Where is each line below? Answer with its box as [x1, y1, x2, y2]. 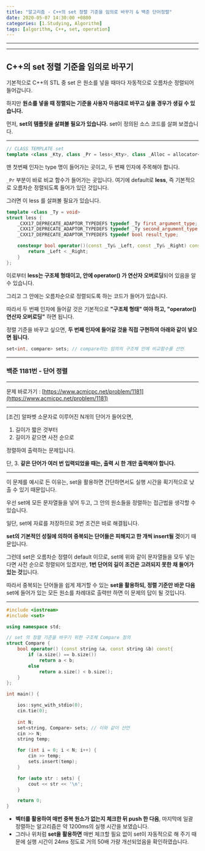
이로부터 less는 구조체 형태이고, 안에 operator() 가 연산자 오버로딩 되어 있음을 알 [6, 271, 196, 279]
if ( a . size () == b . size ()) [28, 652, 97, 658]
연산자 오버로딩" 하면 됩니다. [6, 313, 74, 320]
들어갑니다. [6, 87, 33, 94]
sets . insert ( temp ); [28, 759, 78, 765]
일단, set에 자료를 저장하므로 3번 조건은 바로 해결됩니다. [6, 519, 139, 527]
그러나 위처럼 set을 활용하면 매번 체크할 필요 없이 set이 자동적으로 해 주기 [15, 830, 190, 838]
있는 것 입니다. [6, 568, 39, 575]
